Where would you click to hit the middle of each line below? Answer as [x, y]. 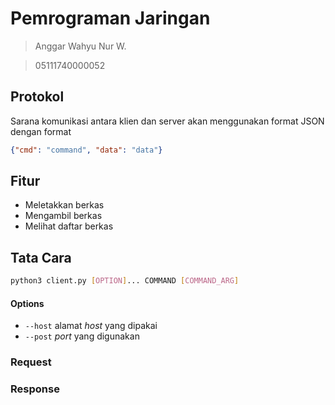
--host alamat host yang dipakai [91, 326]
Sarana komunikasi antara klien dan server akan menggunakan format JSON [167, 121]
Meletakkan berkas [64, 205]
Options [27, 303]
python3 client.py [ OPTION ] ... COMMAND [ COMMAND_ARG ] [125, 281]
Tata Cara [41, 257]
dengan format [41, 131]
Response [35, 389]
